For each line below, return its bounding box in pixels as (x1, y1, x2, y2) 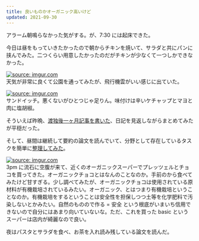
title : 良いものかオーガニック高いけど (6, 8, 91, 15)
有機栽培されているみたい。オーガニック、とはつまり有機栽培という (21, 186, 188, 193)
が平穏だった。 (6, 124, 43, 132)
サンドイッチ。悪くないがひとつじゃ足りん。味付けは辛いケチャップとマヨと (6, 96, 193, 104)
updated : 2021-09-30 (6, 14, 58, 20)
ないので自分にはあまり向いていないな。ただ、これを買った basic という (11, 208, 189, 215)
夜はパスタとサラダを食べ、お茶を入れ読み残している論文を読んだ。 (6, 228, 173, 235)
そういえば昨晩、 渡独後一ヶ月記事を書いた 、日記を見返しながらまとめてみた (6, 117, 194, 124)
